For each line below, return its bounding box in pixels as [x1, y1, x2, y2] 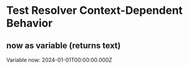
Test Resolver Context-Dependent [6, 4, 183, 17]
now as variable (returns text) [6, 40, 121, 51]
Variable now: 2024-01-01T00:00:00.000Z [6, 57, 112, 63]
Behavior [6, 16, 53, 30]
